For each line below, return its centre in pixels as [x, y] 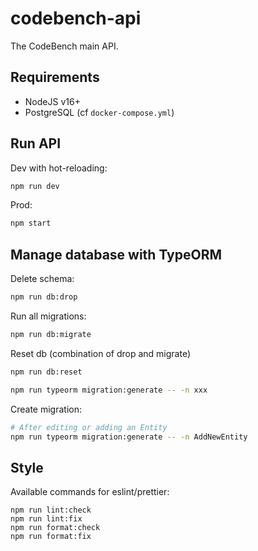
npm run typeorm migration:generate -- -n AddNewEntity [129, 437]
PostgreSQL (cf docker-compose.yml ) [99, 112]
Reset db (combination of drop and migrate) [100, 353]
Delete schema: [42, 279]
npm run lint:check [51, 510]
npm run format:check [55, 528]
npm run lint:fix [46, 519]
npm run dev [35, 186]
